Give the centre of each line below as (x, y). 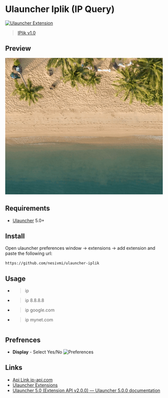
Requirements (27, 209)
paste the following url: (29, 253)
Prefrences (23, 340)
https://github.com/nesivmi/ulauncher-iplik (52, 263)
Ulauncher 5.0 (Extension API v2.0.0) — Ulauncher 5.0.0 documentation (86, 390)
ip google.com (40, 310)
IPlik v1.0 (26, 33)
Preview (18, 49)
